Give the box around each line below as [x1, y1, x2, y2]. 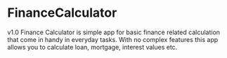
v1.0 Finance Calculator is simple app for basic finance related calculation [7, 28, 220, 36]
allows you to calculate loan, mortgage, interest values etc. [7, 43, 178, 51]
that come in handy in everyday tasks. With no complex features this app [7, 35, 219, 43]
